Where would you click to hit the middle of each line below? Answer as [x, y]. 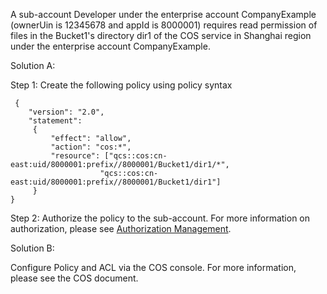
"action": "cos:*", [91, 147]
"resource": [75, 156]
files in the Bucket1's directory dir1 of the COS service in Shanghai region [161, 35]
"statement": [55, 121]
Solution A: [33, 65]
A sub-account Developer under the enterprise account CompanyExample [163, 14]
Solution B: [32, 248]
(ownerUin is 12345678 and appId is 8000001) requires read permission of [164, 25]
